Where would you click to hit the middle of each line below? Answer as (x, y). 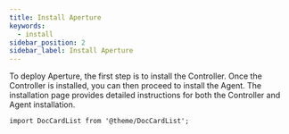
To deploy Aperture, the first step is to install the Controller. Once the (136, 76)
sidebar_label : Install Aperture (71, 51)
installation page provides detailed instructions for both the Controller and (145, 96)
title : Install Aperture (55, 17)
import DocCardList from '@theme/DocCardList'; (99, 121)
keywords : (28, 26)
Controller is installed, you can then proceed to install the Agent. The (136, 86)
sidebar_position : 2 (48, 42)
